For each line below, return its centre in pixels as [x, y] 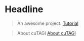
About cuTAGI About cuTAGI [47, 33]
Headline [24, 9]
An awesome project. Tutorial [48, 23]
